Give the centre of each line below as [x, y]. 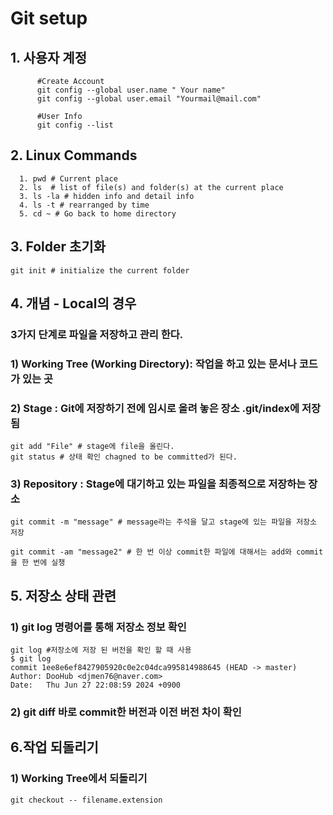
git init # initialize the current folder [100, 270]
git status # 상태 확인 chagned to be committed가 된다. [124, 457]
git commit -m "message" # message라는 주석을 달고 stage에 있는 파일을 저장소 [164, 522]
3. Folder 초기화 [58, 247]
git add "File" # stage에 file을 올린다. [92, 447]
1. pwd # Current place [68, 178]
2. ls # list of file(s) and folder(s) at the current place [151, 187]
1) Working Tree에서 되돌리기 [79, 779]
